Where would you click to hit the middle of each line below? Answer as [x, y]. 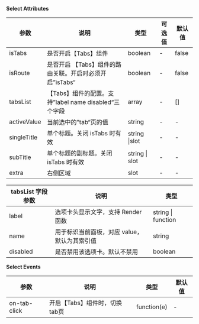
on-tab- [21, 303]
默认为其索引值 [76, 241]
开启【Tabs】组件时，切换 [86, 303]
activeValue [25, 122]
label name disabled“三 [88, 102]
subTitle [20, 157]
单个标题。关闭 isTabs [78, 133]
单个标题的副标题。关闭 [80, 153]
